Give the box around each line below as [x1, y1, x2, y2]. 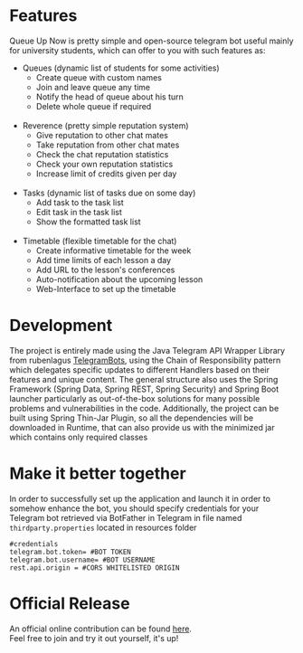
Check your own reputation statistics [35, 158, 174, 169]
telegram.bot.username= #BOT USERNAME [9, 555, 156, 564]
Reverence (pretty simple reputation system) [22, 119, 189, 131]
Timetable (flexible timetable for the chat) [22, 235, 177, 246]
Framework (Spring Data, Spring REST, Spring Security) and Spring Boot [9, 383, 279, 394]
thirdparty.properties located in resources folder [9, 522, 197, 533]
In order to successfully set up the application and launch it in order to [9, 493, 271, 504]
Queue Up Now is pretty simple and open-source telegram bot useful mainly [9, 35, 294, 46]
